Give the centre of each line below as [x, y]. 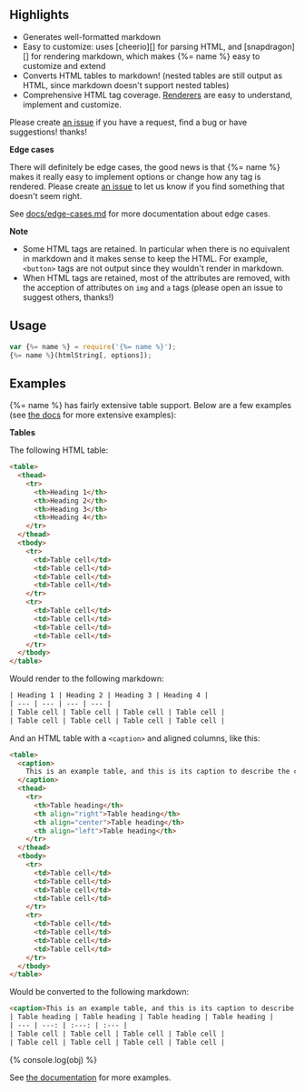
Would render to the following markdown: [87, 679]
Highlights [39, 15]
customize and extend [64, 65]
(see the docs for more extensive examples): [93, 415]
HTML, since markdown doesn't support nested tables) [126, 85]
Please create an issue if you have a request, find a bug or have [128, 122]
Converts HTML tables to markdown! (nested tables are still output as [152, 75]
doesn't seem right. [46, 195]
